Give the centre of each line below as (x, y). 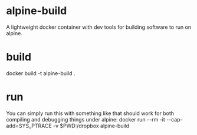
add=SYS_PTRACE (29, 126)
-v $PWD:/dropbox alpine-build (91, 126)
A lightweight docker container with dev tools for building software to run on (99, 27)
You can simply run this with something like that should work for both (90, 113)
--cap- (174, 119)
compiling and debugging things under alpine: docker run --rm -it (86, 119)
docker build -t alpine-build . (41, 73)
